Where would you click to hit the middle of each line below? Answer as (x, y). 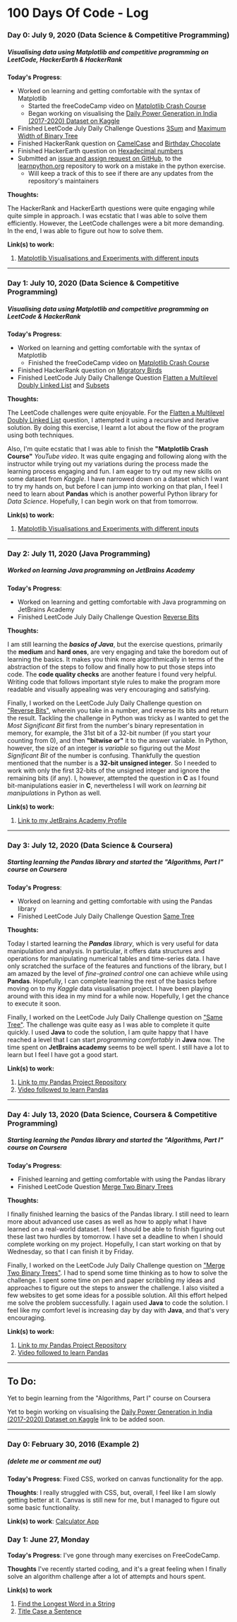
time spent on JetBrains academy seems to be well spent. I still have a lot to (118, 1047)
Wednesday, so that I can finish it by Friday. (71, 1251)
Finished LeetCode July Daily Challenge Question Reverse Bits (108, 616)
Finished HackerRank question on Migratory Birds (90, 370)
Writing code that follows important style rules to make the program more (114, 681)
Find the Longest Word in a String (66, 1604)
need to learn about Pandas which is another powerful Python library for (113, 494)
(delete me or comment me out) (54, 1461)
